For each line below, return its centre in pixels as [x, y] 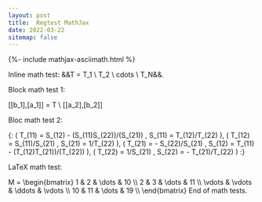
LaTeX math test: [35, 167]
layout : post [29, 15]
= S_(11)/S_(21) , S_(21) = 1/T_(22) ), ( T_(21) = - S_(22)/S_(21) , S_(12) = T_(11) [131, 144]
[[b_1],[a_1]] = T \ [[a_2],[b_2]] [56, 105]
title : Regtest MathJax [49, 23]
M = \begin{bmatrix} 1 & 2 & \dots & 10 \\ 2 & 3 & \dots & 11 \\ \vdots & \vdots [130, 182]
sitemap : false [33, 37]
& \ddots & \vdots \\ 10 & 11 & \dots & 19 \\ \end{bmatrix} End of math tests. [128, 191]
